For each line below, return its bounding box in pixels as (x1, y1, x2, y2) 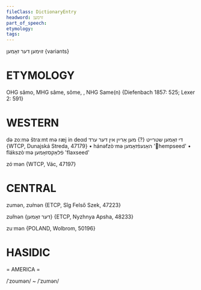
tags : (6, 31, 20, 37)
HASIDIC (6, 246, 51, 259)
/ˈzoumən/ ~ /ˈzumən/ (6, 277, 59, 285)
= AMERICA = (6, 265, 40, 273)
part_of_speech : (6, 20, 47, 26)
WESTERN (6, 116, 59, 130)
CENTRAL (6, 182, 57, 196)
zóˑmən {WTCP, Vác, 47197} (6, 161, 76, 167)
